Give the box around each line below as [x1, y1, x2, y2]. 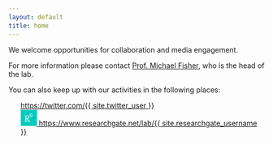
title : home [8, 21, 49, 30]
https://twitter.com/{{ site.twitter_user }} [19, 100, 155, 110]
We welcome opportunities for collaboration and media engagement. [8, 44, 238, 54]
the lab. [8, 69, 34, 78]
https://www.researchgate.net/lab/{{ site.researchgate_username [38, 118, 258, 128]
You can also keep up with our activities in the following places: [8, 85, 221, 95]
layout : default [8, 13, 63, 21]
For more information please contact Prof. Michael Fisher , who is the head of [8, 61, 265, 70]
